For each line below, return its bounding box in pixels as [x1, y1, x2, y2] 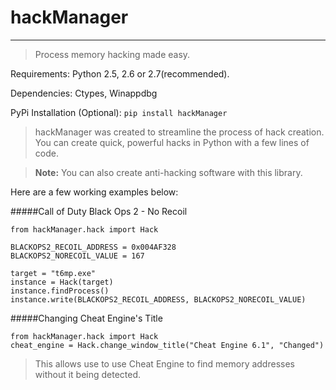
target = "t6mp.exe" [10, 268, 97, 278]
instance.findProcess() [10, 286, 110, 296]
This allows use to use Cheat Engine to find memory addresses [34, 357, 295, 370]
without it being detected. [34, 368, 142, 380]
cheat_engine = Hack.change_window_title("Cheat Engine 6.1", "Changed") [10, 340, 325, 350]
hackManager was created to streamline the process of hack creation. [34, 126, 325, 138]
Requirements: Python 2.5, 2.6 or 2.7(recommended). [10, 67, 230, 80]
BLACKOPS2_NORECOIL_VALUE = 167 [10, 251, 145, 261]
